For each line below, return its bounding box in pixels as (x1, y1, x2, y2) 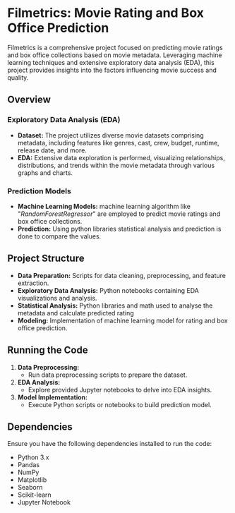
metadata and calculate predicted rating (17, 308, 134, 317)
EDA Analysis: (17, 378, 61, 386)
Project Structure (7, 253, 85, 265)
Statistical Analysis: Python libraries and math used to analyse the (17, 301, 213, 310)
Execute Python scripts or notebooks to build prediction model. (28, 400, 212, 409)
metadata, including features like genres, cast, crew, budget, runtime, (17, 138, 220, 147)
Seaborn (17, 483, 43, 492)
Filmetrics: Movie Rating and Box (7, 5, 205, 21)
